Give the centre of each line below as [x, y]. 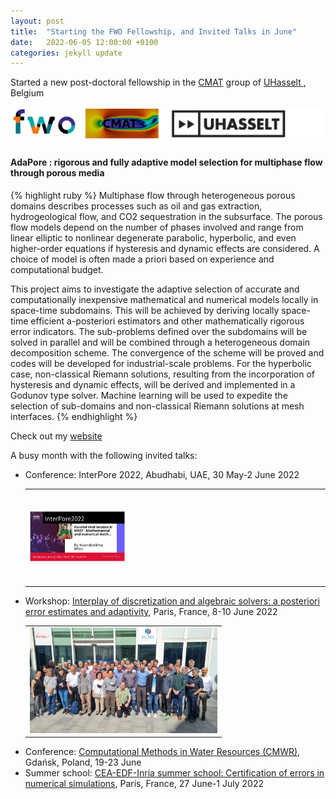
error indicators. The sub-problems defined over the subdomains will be [159, 332]
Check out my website [56, 436]
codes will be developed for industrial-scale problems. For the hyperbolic [161, 364]
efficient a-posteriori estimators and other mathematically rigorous [167, 321]
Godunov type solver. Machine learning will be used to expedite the [149, 396]
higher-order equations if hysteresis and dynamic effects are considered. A [165, 249]
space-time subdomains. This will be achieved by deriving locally [145, 311]
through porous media [57, 173]
